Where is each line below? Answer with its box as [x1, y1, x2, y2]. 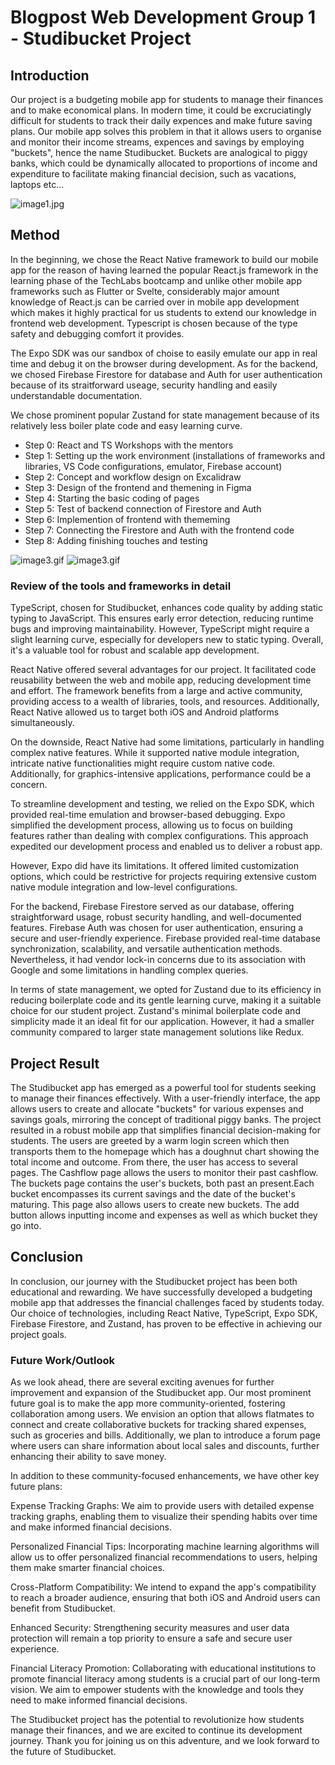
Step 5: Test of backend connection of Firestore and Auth [24, 502, 262, 515]
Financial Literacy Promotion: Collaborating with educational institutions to [10, 1662, 317, 1675]
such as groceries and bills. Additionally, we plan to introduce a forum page [10, 1429, 321, 1441]
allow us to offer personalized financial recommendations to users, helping [10, 1551, 318, 1563]
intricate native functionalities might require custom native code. [10, 757, 276, 770]
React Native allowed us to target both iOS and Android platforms [10, 706, 280, 718]
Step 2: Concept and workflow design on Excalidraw [24, 471, 242, 483]
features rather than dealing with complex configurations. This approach [10, 830, 309, 842]
